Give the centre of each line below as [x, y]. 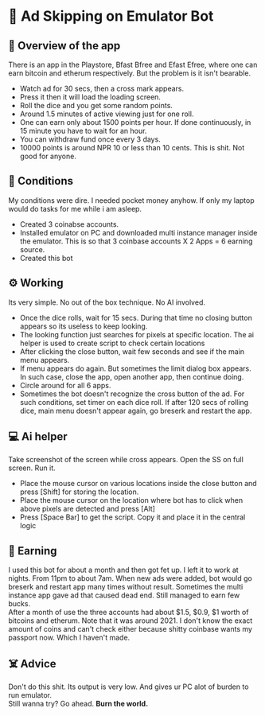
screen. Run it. [32, 468]
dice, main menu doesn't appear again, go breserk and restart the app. [136, 411]
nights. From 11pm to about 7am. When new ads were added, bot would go [130, 578]
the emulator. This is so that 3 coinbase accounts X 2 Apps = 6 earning [136, 241]
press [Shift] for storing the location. [79, 492]
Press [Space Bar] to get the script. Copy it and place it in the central [132, 517]
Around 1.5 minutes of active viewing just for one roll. [107, 114]
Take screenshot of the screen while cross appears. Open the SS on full [126, 460]
